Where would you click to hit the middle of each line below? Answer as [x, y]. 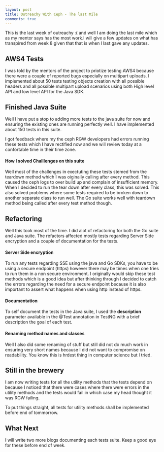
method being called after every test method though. [59, 203]
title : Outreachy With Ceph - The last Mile [51, 14]
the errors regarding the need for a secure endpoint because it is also [76, 284]
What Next [22, 428]
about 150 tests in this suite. [33, 129]
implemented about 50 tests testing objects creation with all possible [75, 81]
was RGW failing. [22, 398]
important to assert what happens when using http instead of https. [73, 289]
